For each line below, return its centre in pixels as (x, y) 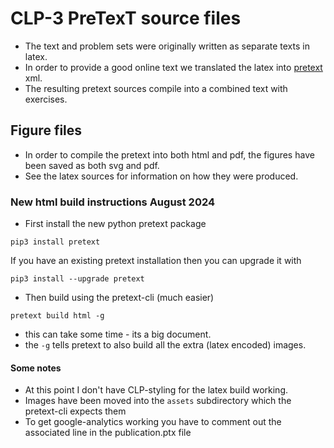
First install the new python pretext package (115, 224)
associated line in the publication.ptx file (108, 433)
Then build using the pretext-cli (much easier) (119, 298)
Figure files (46, 130)
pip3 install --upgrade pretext (77, 279)
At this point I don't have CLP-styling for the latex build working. (156, 390)
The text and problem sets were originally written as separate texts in (167, 46)
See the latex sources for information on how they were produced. (161, 176)
